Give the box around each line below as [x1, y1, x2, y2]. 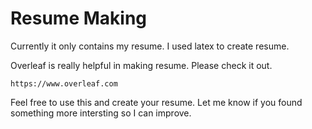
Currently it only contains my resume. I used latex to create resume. [10, 40, 290, 52]
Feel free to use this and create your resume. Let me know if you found [10, 96, 303, 108]
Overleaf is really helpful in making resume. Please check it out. [10, 59, 273, 71]
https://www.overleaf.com [10, 78, 118, 89]
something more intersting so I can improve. [10, 107, 192, 119]
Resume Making [10, 7, 147, 30]
